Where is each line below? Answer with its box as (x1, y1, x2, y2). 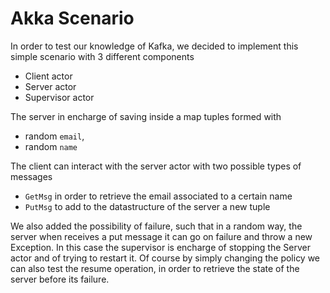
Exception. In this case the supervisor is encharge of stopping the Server (10, 241, 311, 253)
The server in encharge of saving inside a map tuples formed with (10, 110, 282, 122)
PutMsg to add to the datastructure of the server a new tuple (24, 200, 271, 212)
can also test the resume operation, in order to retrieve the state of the (10, 262, 300, 274)
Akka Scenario (10, 7, 135, 30)
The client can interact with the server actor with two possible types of (10, 160, 302, 172)
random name (24, 140, 78, 152)
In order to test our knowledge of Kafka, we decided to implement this (10, 40, 299, 52)
